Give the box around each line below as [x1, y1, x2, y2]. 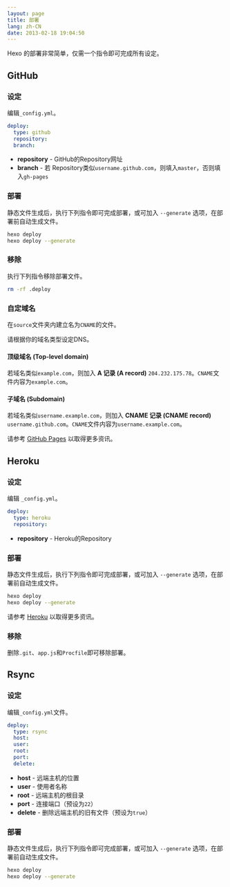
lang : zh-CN [7, 23, 41, 30]
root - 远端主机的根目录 [17, 791, 84, 799]
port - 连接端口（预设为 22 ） [17, 799, 97, 807]
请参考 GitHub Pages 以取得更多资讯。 [7, 435, 117, 443]
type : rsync [13, 728, 48, 735]
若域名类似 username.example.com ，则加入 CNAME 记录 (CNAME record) [7, 411, 212, 420]
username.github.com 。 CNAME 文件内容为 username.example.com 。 [7, 420, 186, 429]
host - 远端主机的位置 [17, 774, 79, 782]
